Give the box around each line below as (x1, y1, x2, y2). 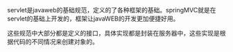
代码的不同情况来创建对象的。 (12, 38, 98, 46)
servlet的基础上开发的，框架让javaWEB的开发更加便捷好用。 (7, 14, 180, 23)
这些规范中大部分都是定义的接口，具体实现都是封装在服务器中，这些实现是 (7, 29, 220, 37)
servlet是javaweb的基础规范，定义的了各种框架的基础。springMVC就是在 (7, 6, 216, 14)
